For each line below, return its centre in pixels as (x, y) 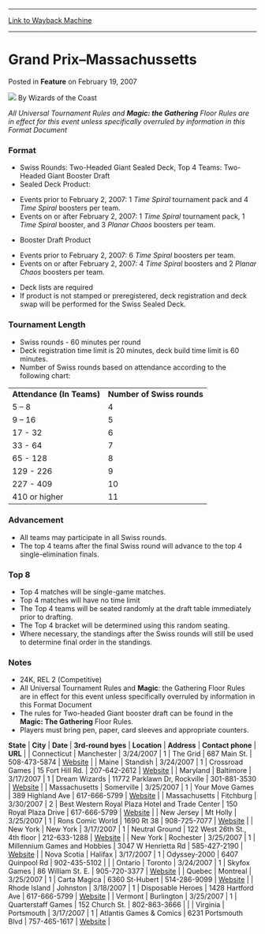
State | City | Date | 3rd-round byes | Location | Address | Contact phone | (132, 745)
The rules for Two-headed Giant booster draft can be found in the (126, 713)
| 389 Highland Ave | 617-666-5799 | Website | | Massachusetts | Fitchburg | (132, 796)
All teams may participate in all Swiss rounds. (93, 537)
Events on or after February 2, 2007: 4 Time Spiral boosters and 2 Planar (138, 264)
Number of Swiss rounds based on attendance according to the (123, 367)
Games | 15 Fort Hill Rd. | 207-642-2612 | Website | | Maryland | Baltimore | (130, 771)
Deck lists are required (56, 287)
